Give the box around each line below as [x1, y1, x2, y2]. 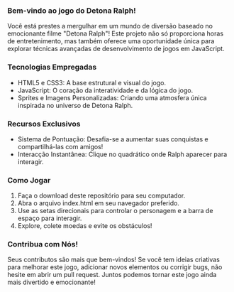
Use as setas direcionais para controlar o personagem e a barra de [17, 207, 213, 215]
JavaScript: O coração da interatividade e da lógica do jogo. [17, 86, 194, 94]
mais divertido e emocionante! [7, 278, 96, 286]
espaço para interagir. [17, 214, 82, 222]
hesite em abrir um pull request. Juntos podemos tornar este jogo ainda [7, 271, 217, 279]
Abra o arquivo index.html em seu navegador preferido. [17, 199, 179, 207]
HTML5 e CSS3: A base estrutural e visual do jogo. [17, 78, 167, 87]
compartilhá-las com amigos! [17, 142, 104, 151]
